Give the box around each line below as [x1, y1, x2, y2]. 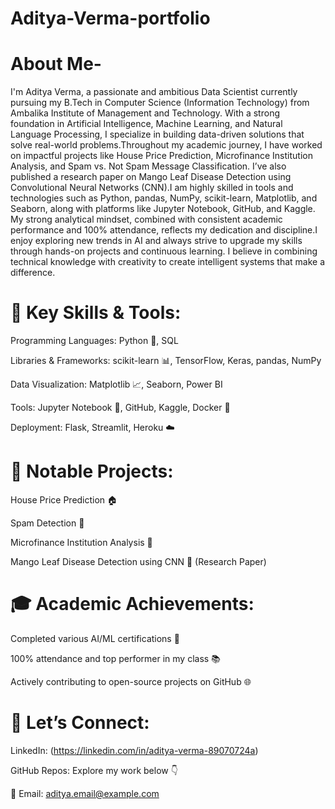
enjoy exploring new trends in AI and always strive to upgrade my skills [10, 235, 303, 247]
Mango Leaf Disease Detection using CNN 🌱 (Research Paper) [10, 556, 267, 567]
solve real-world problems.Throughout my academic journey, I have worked [10, 139, 323, 151]
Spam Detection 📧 [10, 517, 85, 529]
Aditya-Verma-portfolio [10, 7, 211, 30]
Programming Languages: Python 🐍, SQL [10, 335, 179, 347]
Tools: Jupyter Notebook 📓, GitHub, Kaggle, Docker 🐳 [10, 402, 231, 414]
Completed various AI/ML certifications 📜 [10, 632, 180, 644]
